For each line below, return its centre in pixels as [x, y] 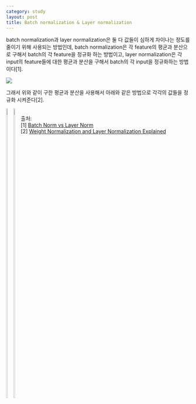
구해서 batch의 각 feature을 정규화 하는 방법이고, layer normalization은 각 [97, 55]
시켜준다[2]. [31, 100]
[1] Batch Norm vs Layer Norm [57, 125]
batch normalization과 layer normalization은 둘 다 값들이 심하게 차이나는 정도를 [98, 40]
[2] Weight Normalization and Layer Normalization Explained [94, 131]
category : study [26, 11]
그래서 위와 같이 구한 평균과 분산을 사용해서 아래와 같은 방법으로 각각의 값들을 [94, 93]
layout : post [22, 17]
